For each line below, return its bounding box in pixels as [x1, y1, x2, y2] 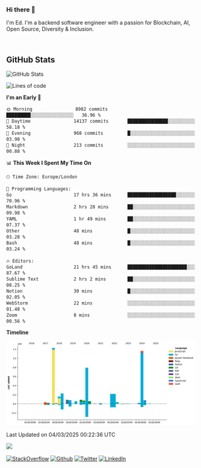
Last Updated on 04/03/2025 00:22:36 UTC [6, 431, 116, 438]
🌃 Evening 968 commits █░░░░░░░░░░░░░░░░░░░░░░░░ [6, 131, 196, 137]
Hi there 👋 [6, 5, 36, 14]
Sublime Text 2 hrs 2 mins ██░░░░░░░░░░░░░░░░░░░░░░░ [6, 276, 196, 282]
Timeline [6, 329, 29, 336]
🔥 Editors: [6, 258, 34, 264]
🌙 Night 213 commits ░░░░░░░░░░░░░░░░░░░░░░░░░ [6, 143, 196, 149]
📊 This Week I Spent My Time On [6, 159, 91, 167]
